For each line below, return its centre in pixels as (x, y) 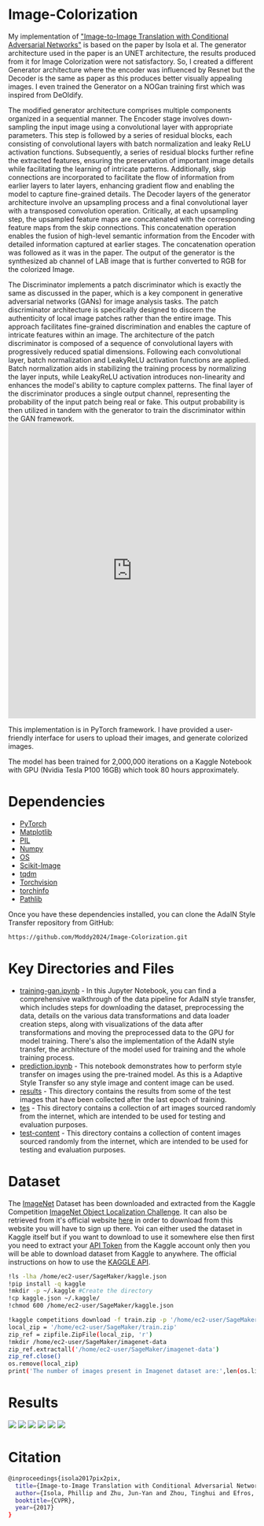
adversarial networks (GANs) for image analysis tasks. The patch (113, 301)
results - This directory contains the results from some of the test (125, 1091)
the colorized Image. (41, 269)
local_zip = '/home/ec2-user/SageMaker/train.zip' (93, 1327)
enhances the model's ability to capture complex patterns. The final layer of (131, 385)
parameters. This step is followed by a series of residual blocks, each (120, 135)
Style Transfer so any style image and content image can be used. (126, 1082)
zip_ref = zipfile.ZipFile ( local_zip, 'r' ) (81, 1334)
